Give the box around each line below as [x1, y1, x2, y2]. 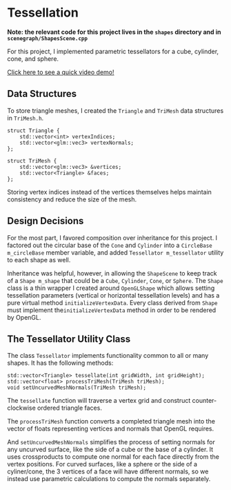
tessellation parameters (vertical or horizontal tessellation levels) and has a [7, 291, 220, 299]
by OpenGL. [7, 313, 41, 321]
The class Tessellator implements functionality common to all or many [7, 352, 209, 360]
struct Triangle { [7, 127, 60, 134]
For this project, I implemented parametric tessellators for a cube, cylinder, [7, 47, 219, 55]
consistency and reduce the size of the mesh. [7, 195, 137, 203]
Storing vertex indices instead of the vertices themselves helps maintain [7, 188, 212, 196]
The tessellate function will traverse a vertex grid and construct [7, 397, 191, 405]
